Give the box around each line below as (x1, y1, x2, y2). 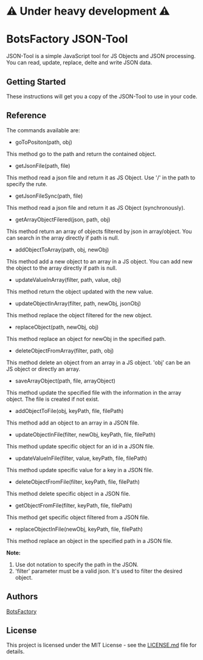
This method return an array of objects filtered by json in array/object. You (6, 228, 193, 235)
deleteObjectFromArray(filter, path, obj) (15, 346, 114, 354)
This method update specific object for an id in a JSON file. (6, 442, 155, 450)
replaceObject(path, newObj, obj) (15, 323, 99, 331)
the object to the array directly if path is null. (6, 264, 117, 271)
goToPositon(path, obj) (15, 138, 73, 146)
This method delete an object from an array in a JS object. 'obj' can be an (6, 359, 190, 366)
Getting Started (6, 76, 66, 87)
